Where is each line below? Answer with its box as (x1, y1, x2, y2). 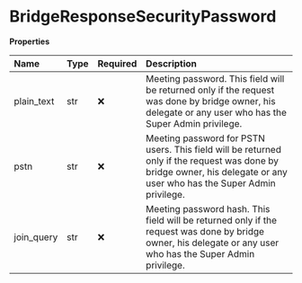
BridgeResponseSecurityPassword (9, 6, 277, 27)
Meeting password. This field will (145, 72, 285, 84)
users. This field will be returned (145, 143, 281, 155)
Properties (9, 36, 50, 47)
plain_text (13, 94, 55, 107)
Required (97, 57, 138, 69)
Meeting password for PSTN (145, 132, 265, 145)
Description (145, 57, 198, 69)
